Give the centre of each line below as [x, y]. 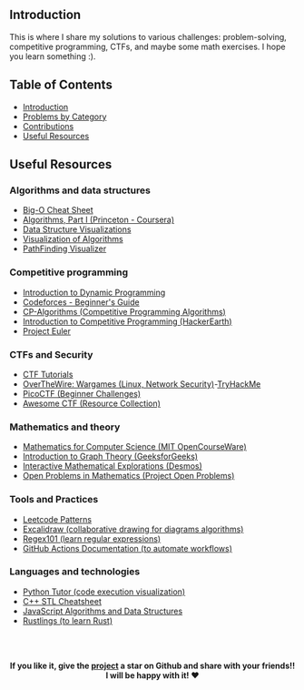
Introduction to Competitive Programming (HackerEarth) [127, 321]
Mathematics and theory [65, 427]
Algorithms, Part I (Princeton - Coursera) [98, 220]
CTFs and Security [51, 354]
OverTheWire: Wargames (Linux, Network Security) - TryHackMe [142, 384]
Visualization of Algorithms [73, 239]
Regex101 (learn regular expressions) [92, 538]
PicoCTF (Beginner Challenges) [82, 393]
